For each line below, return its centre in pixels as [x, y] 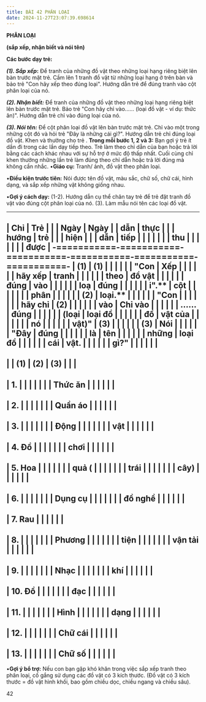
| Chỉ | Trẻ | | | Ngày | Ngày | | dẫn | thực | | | [90, 228]
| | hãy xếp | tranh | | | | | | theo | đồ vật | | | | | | [95, 276]
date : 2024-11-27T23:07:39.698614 [51, 18]
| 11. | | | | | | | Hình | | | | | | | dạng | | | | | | [84, 612]
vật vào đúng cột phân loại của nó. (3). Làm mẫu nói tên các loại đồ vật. [97, 203]
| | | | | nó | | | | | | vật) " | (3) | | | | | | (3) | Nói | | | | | [102, 323]
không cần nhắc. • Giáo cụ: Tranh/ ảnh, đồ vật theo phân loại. [84, 166]
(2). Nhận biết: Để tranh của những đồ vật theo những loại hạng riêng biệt [100, 102]
